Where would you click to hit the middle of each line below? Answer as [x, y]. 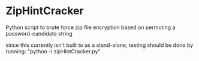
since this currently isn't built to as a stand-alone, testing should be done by [99, 45]
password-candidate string [39, 33]
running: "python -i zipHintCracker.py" [53, 51]
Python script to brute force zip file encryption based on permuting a [91, 27]
